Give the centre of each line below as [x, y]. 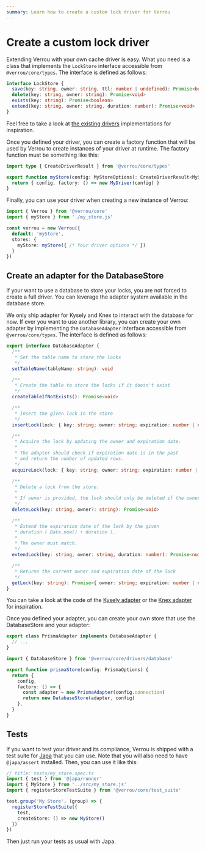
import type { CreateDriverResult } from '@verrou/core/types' [88, 166]
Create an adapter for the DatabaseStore [85, 276]
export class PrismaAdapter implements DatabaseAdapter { [81, 636]
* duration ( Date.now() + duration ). [65, 532]
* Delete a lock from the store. [57, 487]
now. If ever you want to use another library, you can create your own [94, 322]
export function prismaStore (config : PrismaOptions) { [77, 670]
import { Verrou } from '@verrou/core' [57, 212]
